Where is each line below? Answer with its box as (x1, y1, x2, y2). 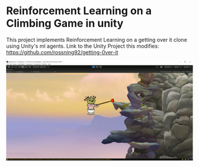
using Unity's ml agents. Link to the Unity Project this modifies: (6, 42, 159, 50)
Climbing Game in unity (6, 17, 124, 30)
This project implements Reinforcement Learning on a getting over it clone (6, 36, 188, 43)
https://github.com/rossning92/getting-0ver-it (6, 48, 118, 55)
